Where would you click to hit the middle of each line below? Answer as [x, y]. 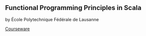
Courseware [17, 29]
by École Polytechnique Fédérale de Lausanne [52, 19]
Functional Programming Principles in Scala [73, 8]
